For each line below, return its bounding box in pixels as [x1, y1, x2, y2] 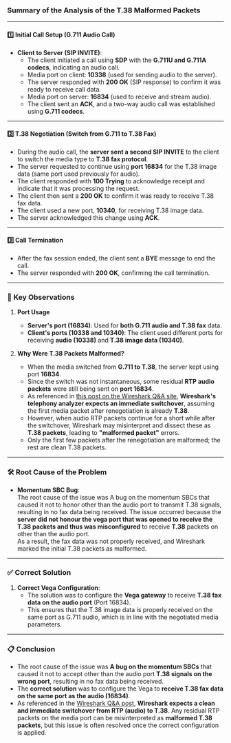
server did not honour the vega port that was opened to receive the [16, 515, 213, 523]
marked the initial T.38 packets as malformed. [16, 544, 147, 553]
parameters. [27, 620, 63, 629]
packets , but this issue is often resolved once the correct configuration [16, 721, 219, 729]
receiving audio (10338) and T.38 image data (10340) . [27, 336, 184, 345]
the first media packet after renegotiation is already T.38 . [27, 407, 190, 415]
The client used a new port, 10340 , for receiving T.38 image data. [16, 206, 204, 214]
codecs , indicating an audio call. [27, 63, 120, 71]
